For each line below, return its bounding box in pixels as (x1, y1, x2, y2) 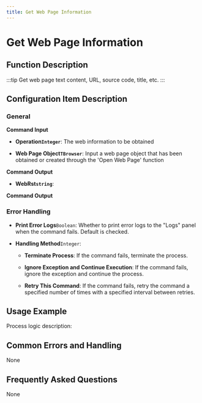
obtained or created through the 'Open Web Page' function (15, 156, 164, 164)
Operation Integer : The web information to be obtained (15, 138, 154, 145)
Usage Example (6, 306, 67, 317)
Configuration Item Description (6, 94, 127, 104)
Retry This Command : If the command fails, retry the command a (24, 282, 190, 289)
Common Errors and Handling (6, 340, 122, 350)
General (6, 112, 31, 120)
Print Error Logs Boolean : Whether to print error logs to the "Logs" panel (15, 221, 196, 229)
